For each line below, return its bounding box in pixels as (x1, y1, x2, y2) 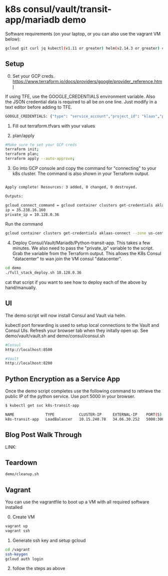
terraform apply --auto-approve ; (5, 156, 75, 161)
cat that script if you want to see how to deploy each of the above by (5, 279, 147, 285)
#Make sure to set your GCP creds (5, 142, 77, 147)
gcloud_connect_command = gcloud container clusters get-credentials (5, 203, 153, 208)
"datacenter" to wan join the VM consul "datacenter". (12, 256, 122, 262)
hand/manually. (5, 285, 37, 290)
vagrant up (5, 524, 28, 529)
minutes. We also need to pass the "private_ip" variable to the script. (12, 245, 154, 251)
